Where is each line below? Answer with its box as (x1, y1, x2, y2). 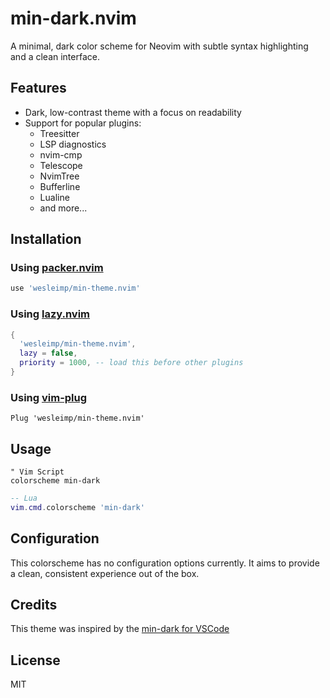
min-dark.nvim (10, 7, 137, 30)
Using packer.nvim (10, 261, 104, 275)
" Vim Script (10, 467, 65, 477)
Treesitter (39, 127, 80, 139)
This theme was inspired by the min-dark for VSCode (10, 623, 230, 635)
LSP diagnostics (39, 138, 107, 150)
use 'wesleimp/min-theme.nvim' (10, 283, 141, 294)
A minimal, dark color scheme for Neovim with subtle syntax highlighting (10, 40, 309, 52)
